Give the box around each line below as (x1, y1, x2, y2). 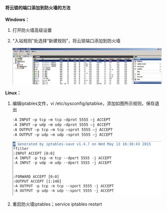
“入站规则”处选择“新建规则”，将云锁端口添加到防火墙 (12, 38, 121, 44)
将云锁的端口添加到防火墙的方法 (5, 4, 71, 10)
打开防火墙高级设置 (12, 27, 52, 33)
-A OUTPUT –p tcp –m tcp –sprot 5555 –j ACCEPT (12, 127, 113, 132)
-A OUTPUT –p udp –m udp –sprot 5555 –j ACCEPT (12, 132, 113, 137)
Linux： (5, 90, 21, 96)
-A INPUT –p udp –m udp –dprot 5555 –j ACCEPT (12, 122, 111, 127)
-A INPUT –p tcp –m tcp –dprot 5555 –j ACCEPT (12, 117, 111, 122)
